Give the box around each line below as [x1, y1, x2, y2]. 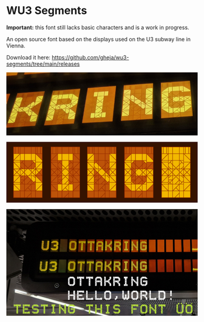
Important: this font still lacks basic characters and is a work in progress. [6, 24, 189, 31]
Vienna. [6, 42, 25, 49]
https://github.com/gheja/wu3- [51, 53, 129, 61]
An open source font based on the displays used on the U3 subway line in [6, 35, 191, 43]
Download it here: [6, 53, 50, 61]
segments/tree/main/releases [6, 60, 80, 67]
